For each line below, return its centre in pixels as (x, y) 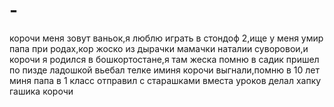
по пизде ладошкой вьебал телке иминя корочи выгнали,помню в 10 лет (164, 70)
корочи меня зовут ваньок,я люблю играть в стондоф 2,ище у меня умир (166, 38)
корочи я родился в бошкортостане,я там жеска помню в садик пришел (164, 59)
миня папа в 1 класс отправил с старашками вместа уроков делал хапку (165, 80)
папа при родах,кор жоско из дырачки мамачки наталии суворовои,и (159, 48)
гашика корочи (41, 91)
